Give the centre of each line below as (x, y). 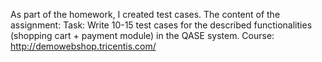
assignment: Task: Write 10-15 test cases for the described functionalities (161, 25)
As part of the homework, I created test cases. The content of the (145, 14)
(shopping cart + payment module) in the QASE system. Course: (142, 35)
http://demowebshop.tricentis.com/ (83, 46)
